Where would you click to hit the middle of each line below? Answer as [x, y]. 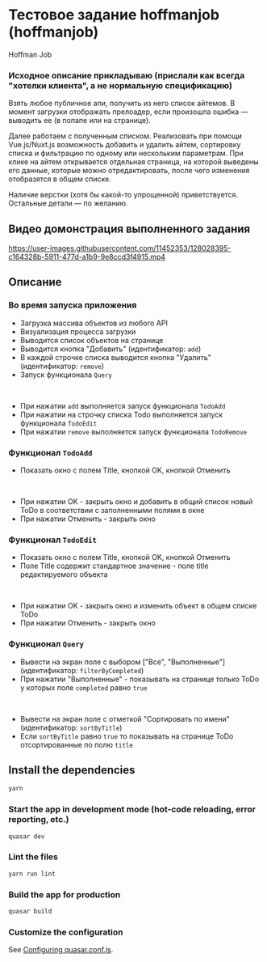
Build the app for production [65, 894]
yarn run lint [32, 874]
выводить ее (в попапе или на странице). [79, 121]
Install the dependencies [72, 770]
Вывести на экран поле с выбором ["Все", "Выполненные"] [123, 662]
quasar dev [27, 836]
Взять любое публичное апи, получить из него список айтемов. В [122, 104]
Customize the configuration [66, 932]
